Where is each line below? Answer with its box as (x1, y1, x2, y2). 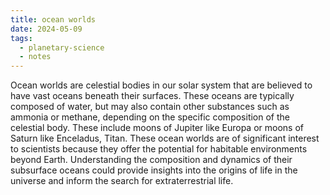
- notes (19, 52, 52, 62)
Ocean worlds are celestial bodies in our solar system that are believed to (10, 79, 313, 91)
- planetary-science (19, 42, 105, 53)
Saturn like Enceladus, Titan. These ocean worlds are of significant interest (10, 132, 320, 145)
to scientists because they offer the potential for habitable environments (10, 143, 308, 155)
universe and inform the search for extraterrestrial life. (10, 175, 234, 187)
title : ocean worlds (10, 14, 97, 25)
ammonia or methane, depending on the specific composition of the (10, 111, 290, 123)
